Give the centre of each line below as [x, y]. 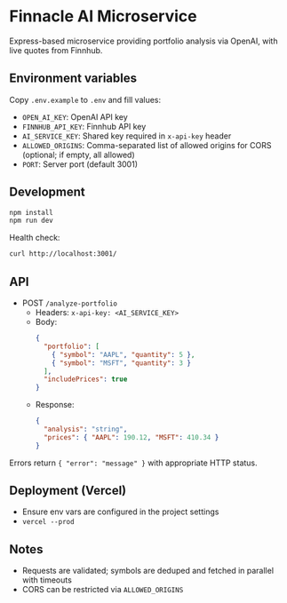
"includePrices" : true [85, 379]
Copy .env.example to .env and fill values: [85, 99]
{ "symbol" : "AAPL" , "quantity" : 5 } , [124, 354]
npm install [31, 212]
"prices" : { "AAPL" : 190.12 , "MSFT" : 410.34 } [131, 437]
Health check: [35, 238]
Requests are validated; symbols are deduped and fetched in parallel [147, 571]
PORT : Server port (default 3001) [80, 164]
